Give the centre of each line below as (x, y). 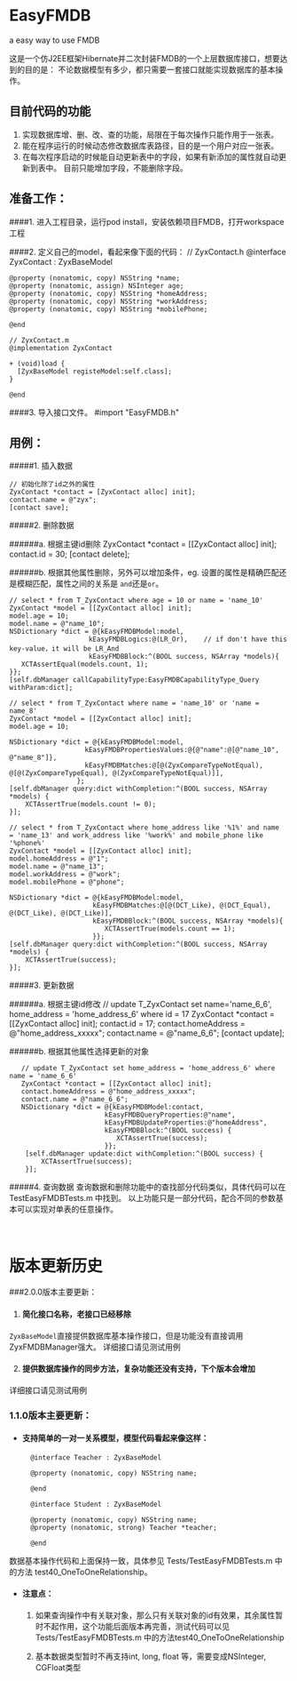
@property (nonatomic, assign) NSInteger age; (97, 285)
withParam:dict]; (41, 688)
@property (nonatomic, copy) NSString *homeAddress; (109, 293)
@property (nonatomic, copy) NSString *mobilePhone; (109, 309)
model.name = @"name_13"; (57, 867)
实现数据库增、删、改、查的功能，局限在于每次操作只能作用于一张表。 (150, 134)
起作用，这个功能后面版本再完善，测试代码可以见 (141, 1627)
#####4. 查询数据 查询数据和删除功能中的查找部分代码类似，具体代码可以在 (148, 1187)
